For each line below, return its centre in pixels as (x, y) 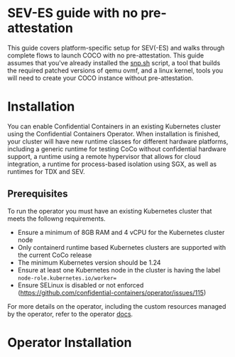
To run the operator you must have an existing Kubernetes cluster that (110, 211)
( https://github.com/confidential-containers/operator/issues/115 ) (112, 292)
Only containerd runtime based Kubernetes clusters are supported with (121, 247)
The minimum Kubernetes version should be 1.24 (89, 262)
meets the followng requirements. (56, 219)
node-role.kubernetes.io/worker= (67, 278)
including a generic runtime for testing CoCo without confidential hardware (117, 149)
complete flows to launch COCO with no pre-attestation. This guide (106, 55)
